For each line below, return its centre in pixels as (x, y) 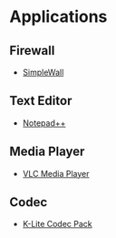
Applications (58, 17)
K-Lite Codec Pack (57, 224)
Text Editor (41, 101)
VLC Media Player (56, 173)
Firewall (32, 51)
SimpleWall (43, 72)
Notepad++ (44, 123)
